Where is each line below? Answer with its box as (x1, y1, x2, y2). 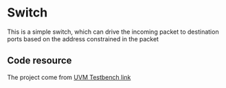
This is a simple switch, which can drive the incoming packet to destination (7, 27, 219, 36)
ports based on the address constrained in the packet (7, 34, 159, 43)
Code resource (7, 55, 72, 67)
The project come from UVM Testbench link (7, 73, 131, 81)
